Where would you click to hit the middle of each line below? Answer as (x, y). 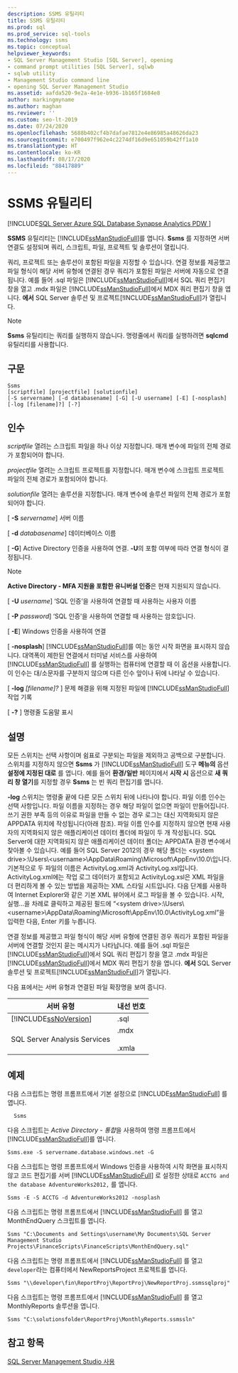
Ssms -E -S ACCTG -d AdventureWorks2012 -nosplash (84, 1197)
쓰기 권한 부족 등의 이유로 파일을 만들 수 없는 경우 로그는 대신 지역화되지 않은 (113, 815)
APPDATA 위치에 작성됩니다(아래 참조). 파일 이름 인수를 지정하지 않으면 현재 (113, 824)
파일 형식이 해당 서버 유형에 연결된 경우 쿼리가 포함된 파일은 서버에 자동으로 (112, 271)
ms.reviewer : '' (31, 113)
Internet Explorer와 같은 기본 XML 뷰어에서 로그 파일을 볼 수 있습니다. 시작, (119, 895)
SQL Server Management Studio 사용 (61, 1361)
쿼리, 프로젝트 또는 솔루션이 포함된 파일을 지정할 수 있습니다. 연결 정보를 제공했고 (119, 262)
